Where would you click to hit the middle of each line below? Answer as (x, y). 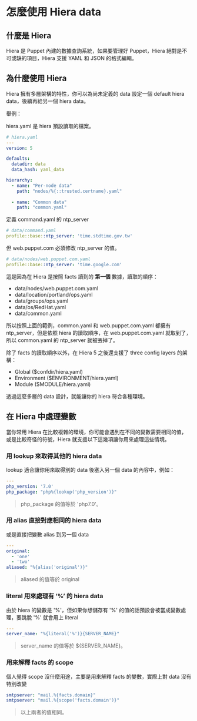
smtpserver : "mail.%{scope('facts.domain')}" (63, 700)
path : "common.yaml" (42, 207)
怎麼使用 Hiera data (54, 12)
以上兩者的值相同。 (44, 712)
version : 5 (19, 148)
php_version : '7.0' (30, 486)
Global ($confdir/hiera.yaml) (49, 371)
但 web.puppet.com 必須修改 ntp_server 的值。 (63, 248)
